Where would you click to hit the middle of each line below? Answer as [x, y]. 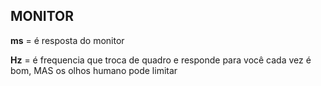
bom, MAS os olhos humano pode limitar [94, 70]
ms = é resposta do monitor [67, 40]
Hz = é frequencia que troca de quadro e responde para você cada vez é [161, 60]
